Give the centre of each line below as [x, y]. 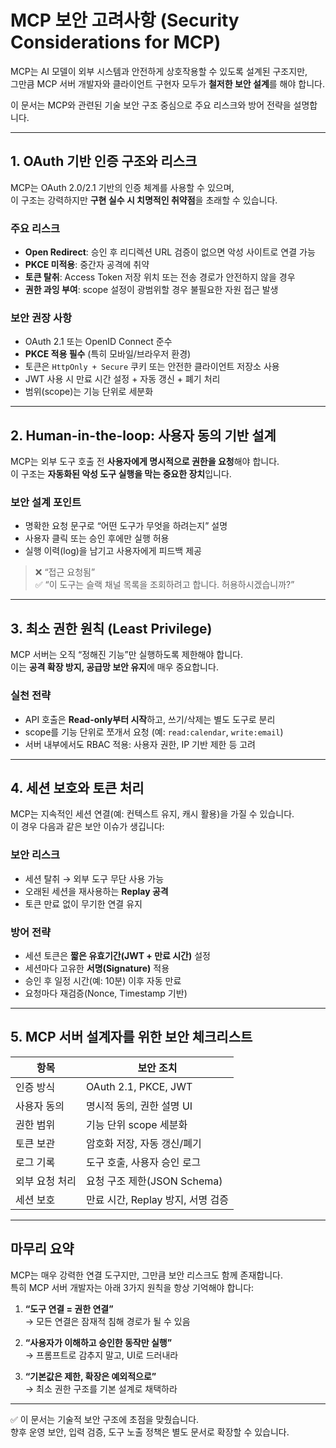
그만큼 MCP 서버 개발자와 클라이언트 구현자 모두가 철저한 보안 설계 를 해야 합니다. [167, 83]
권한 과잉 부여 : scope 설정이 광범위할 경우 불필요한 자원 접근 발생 [151, 290]
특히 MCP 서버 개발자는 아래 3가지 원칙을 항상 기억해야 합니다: [132, 1287]
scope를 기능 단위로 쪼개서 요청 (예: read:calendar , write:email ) [154, 732]
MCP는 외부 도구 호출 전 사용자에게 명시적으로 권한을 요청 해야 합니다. [145, 462]
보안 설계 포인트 [46, 503]
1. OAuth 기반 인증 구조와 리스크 [104, 161]
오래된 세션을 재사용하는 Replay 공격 [96, 891]
